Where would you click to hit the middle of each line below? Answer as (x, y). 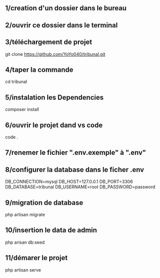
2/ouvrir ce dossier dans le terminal (61, 25)
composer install (22, 110)
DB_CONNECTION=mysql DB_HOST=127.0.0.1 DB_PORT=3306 (69, 182)
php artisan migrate (25, 215)
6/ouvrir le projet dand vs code (54, 125)
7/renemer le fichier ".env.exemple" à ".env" (76, 153)
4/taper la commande (39, 69)
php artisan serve (23, 270)
